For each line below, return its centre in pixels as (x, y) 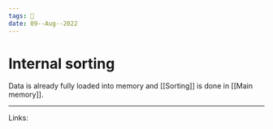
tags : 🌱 (22, 16)
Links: (18, 118)
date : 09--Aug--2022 (43, 24)
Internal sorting (62, 64)
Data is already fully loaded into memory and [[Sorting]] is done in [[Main (131, 86)
